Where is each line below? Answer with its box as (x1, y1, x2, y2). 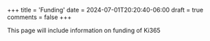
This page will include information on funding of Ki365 (7, 27, 161, 34)
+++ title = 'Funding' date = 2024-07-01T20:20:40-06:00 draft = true (7, 6, 204, 14)
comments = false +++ (7, 13, 72, 21)
